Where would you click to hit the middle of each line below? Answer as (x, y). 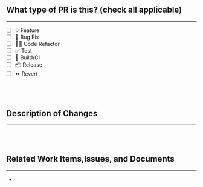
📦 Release (29, 65)
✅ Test (23, 51)
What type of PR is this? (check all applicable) (94, 10)
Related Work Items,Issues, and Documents (91, 159)
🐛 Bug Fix (27, 37)
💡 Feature (27, 30)
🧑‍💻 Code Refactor (37, 44)
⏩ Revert (26, 74)
